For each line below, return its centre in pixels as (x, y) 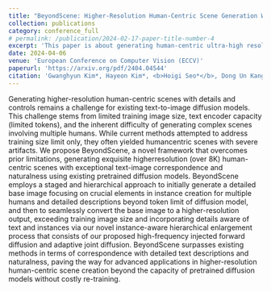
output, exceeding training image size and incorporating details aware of (129, 219)
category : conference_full (54, 31)
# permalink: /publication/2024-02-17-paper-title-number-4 (112, 38)
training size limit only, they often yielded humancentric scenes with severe (133, 141)
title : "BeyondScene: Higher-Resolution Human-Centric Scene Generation (133, 16)
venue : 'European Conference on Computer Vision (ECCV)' (106, 61)
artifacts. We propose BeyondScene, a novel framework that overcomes (128, 150)
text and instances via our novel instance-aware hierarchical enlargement (130, 227)
